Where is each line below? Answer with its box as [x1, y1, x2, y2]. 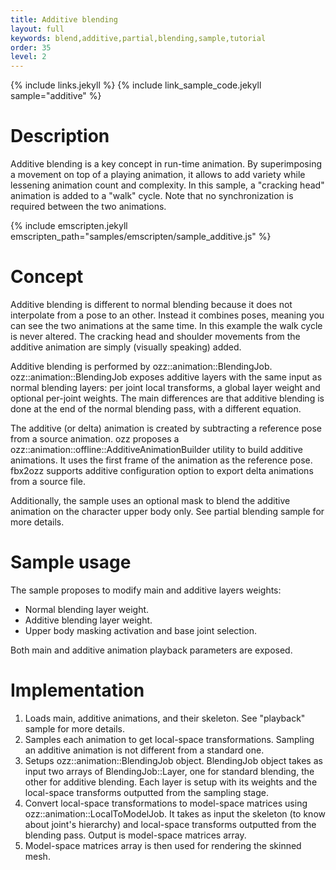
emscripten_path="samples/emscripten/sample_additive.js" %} [10, 231, 272, 243]
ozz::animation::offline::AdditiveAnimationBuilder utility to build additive [10, 444, 303, 455]
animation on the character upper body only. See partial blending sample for [10, 506, 325, 517]
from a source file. [10, 476, 86, 487]
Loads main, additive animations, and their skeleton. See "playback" [24, 712, 306, 724]
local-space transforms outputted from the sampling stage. [24, 786, 270, 798]
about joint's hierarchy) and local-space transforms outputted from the [24, 818, 317, 830]
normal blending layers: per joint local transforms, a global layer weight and [10, 382, 321, 393]
